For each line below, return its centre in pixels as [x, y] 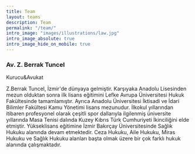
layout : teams [23, 17]
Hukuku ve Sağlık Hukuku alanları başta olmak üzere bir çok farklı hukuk [93, 139]
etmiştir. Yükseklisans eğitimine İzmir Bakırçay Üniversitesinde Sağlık [90, 126]
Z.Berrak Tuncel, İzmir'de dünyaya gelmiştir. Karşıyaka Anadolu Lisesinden [96, 89]
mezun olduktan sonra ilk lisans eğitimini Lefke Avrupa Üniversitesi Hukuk [95, 95]
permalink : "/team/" [31, 28]
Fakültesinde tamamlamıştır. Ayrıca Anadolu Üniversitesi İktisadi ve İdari [93, 101]
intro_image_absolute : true [41, 39]
